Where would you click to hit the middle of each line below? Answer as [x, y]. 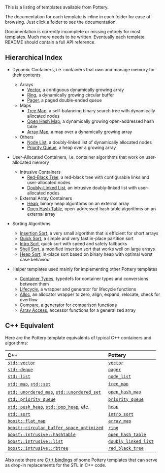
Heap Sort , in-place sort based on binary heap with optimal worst [86, 254]
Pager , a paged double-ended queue [64, 100]
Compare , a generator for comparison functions [68, 305]
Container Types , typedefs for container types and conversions [84, 279]
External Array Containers [46, 198]
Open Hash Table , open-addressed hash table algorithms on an [91, 209]
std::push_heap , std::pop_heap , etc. [49, 407]
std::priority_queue [32, 399]
